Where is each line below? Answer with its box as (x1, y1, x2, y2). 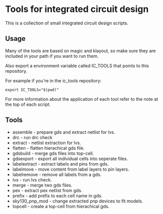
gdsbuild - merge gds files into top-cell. (12, 150, 94, 156)
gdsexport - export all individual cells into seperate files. (12, 156, 128, 162)
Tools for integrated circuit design (5, 3, 149, 15)
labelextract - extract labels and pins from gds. (12, 161, 109, 167)
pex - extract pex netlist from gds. (12, 187, 83, 193)
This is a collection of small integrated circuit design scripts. (5, 20, 129, 26)
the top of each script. (5, 101, 51, 107)
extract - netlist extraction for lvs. (12, 140, 81, 146)
